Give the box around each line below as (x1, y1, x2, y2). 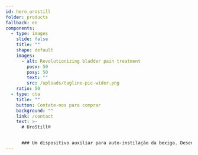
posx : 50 (27, 63, 48, 70)
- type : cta (11, 91, 41, 97)
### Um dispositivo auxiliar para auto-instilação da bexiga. (21, 140, 178, 146)
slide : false (16, 36, 48, 42)
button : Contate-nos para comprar (16, 102, 101, 108)
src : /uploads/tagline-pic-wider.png (27, 80, 119, 86)
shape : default (16, 47, 54, 53)
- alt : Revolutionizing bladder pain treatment (21, 58, 141, 64)
